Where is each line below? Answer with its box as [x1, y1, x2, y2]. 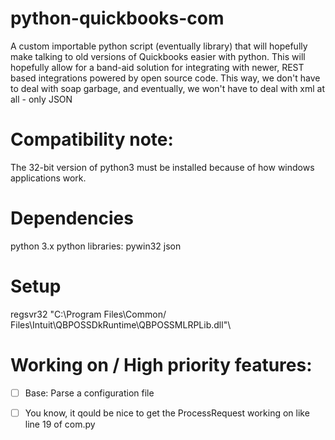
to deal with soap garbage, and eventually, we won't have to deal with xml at [10, 82, 326, 94]
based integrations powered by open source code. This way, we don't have [10, 72, 321, 84]
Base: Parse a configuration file [24, 387, 155, 399]
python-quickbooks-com [10, 7, 225, 30]
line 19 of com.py [24, 418, 96, 430]
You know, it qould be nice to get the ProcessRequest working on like [24, 407, 310, 419]
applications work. [10, 172, 87, 184]
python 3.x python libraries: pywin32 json [10, 240, 182, 252]
